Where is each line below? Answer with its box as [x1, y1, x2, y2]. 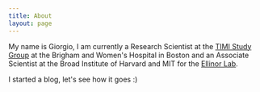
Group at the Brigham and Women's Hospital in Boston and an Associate [8, 50, 250, 60]
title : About [8, 11, 52, 20]
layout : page [8, 19, 52, 27]
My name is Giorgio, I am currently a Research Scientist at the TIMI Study [8, 41, 252, 51]
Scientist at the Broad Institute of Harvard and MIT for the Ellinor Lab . [8, 58, 238, 69]
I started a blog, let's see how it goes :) [8, 74, 138, 84]
